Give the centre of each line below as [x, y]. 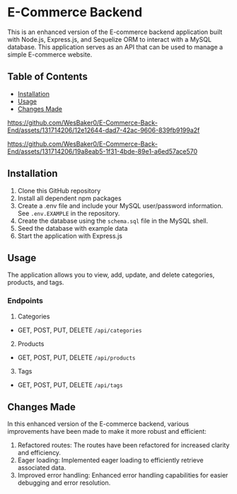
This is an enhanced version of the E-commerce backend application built [115, 32]
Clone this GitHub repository [59, 190]
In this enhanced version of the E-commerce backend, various [98, 424]
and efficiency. [39, 453]
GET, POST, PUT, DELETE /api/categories [80, 330]
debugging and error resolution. [64, 483]
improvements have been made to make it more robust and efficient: [107, 432]
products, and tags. [36, 282]
